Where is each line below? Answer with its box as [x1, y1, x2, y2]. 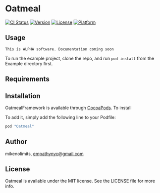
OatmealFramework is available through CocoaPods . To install [5, 105, 132, 111]
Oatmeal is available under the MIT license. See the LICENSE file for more [5, 178, 155, 184]
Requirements [5, 75, 50, 83]
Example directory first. [5, 60, 53, 67]
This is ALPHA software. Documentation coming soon [5, 46, 114, 52]
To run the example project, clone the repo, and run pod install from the [5, 55, 155, 61]
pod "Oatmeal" [5, 124, 35, 129]
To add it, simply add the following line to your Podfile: [5, 114, 116, 120]
